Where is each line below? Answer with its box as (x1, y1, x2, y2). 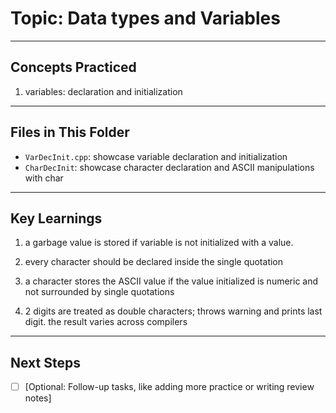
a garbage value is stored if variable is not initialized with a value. (24, 237, 294, 249)
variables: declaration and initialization (24, 85, 183, 97)
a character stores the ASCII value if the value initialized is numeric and (24, 275, 319, 287)
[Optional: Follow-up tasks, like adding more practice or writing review (24, 381, 315, 393)
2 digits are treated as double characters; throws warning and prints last (24, 305, 323, 317)
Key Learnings (10, 210, 103, 227)
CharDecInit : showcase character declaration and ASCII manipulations (24, 161, 315, 173)
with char (24, 172, 64, 184)
